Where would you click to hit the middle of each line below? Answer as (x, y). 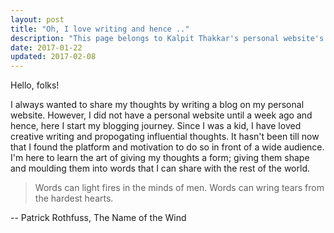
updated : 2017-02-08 (53, 57)
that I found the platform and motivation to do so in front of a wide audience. (167, 147)
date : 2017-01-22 (46, 47)
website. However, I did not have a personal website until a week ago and (161, 115)
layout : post (37, 19)
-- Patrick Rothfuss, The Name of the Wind (98, 218)
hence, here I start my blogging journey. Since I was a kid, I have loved (156, 126)
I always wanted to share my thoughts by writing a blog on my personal (157, 105)
